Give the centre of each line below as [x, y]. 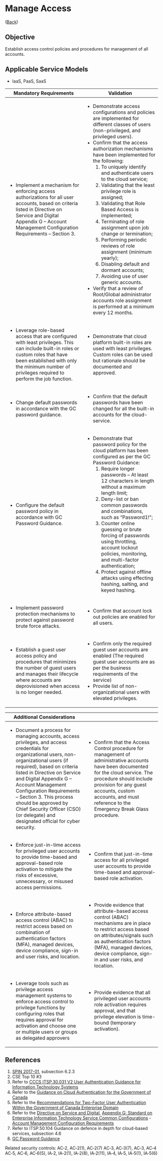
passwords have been [118, 402]
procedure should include [123, 779]
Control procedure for [119, 748]
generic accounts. [122, 282]
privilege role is [119, 191]
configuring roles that [40, 1013]
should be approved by [42, 803]
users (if [59, 760]
